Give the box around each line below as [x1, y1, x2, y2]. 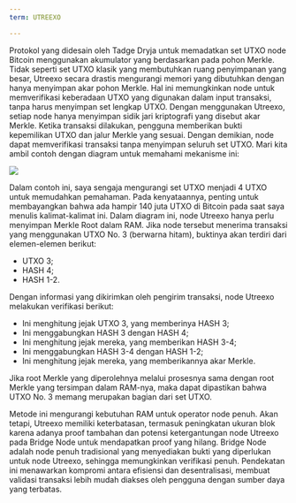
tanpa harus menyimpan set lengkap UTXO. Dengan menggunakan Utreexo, [9, 101, 285, 111]
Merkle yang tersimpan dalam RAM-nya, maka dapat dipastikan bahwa [9, 382, 267, 392]
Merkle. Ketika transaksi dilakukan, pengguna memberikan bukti [9, 120, 243, 131]
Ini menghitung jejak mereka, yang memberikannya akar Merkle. [21, 355, 256, 366]
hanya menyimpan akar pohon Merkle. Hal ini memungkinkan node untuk [9, 82, 276, 93]
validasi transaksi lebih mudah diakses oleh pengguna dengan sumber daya [9, 474, 285, 484]
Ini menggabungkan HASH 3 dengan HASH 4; [21, 327, 189, 338]
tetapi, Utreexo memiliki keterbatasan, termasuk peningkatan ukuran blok [9, 417, 276, 429]
